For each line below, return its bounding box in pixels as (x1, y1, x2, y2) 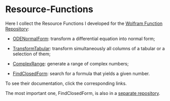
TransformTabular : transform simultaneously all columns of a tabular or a (12, 45, 165, 51)
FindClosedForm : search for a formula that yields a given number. (12, 70, 150, 77)
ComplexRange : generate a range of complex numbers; (12, 60, 129, 66)
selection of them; (12, 51, 51, 57)
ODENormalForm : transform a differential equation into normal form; (12, 36, 155, 42)
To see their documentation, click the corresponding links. (5, 80, 127, 86)
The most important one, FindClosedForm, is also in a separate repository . (5, 90, 161, 96)
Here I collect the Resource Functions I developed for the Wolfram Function (5, 20, 163, 26)
